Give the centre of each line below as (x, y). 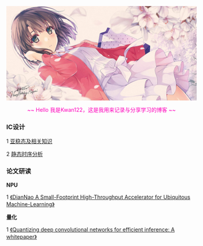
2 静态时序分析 (25, 154)
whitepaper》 (22, 236)
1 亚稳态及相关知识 (29, 141)
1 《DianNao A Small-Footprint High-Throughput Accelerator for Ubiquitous (98, 197)
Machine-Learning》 (31, 204)
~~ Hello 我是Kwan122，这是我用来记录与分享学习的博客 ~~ (101, 110)
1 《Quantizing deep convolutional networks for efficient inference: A (91, 229)
